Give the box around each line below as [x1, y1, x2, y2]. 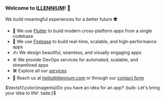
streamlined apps [12, 62, 49, 68]
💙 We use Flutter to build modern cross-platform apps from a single [12, 28, 152, 34]
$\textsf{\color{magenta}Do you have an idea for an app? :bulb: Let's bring [5, 85, 160, 91]
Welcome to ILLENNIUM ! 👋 [5, 5, 71, 12]
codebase [12, 33, 34, 39]
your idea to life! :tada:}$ [5, 90, 56, 96]
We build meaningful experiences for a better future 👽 [5, 16, 118, 22]
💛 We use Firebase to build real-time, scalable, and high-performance [12, 39, 157, 45]
